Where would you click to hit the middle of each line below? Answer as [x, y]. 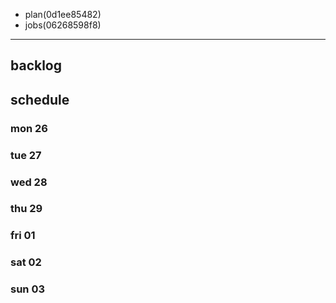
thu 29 [26, 209]
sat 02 [26, 262]
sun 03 [27, 289]
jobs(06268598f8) [63, 25]
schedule [40, 99]
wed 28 [29, 182]
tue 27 [26, 155]
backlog [36, 65]
